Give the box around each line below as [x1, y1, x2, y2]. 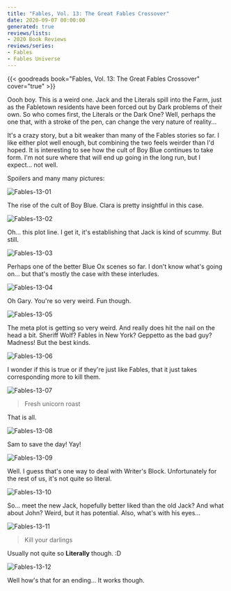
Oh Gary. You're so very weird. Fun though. [7, 296, 132, 305]
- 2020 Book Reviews [7, 36, 67, 43]
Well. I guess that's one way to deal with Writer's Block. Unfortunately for [7, 467, 217, 475]
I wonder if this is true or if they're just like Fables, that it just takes [7, 365, 197, 373]
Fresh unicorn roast [24, 399, 81, 407]
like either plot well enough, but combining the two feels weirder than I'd [7, 138, 214, 147]
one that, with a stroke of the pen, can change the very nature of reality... [7, 118, 217, 126]
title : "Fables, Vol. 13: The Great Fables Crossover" [7, 10, 170, 17]
